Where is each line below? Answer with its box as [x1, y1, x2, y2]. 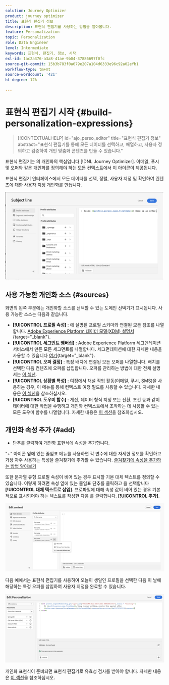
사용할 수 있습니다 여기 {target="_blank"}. [12, 352, 95, 358]
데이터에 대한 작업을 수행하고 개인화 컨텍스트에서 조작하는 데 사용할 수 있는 [12, 403, 160, 409]
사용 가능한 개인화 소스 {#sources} [5, 290, 109, 299]
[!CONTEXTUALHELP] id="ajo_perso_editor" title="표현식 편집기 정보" [17, 135, 161, 141]
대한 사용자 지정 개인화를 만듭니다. [14, 182, 82, 188]
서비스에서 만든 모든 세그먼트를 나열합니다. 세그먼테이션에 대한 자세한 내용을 [12, 346, 162, 352]
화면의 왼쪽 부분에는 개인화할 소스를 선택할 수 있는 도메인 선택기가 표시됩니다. [5, 305, 157, 311]
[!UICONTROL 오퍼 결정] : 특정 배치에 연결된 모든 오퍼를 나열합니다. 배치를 [12, 359, 160, 365]
